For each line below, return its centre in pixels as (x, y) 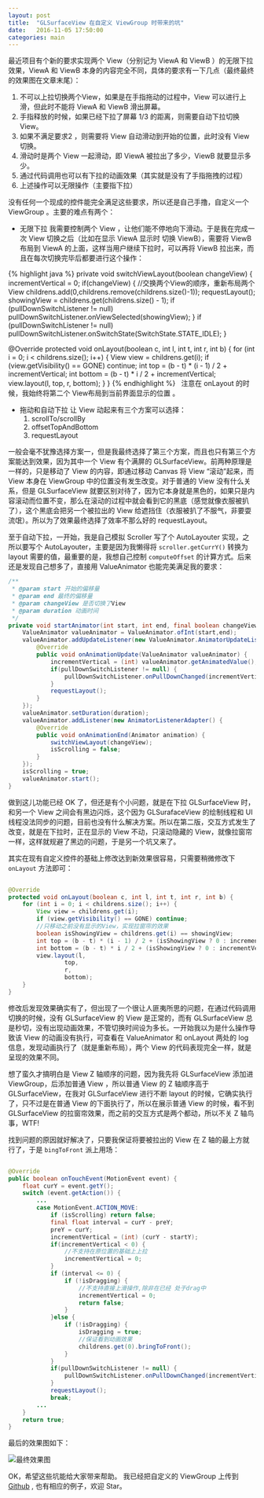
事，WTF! (24, 1123)
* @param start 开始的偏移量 (55, 589)
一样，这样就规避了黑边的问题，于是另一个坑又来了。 (94, 841)
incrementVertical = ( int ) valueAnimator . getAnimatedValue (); (154, 662)
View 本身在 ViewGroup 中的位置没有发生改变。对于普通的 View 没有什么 (126, 481)
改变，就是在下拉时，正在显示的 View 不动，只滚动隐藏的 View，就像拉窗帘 (130, 832)
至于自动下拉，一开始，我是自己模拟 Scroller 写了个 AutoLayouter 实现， (125, 537)
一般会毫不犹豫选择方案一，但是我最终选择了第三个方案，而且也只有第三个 (128, 452)
